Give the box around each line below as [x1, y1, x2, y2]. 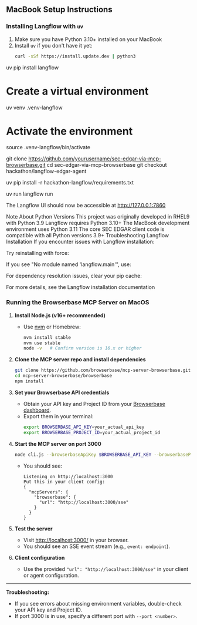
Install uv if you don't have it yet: [14, 42, 93, 49]
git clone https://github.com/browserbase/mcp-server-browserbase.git [14, 367, 191, 374]
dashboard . [23, 406, 52, 414]
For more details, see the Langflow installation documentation [6, 284, 155, 291]
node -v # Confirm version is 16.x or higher [23, 345, 142, 351]
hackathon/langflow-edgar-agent [6, 167, 87, 175]
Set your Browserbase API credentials [14, 389, 110, 396]
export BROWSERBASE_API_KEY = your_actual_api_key [23, 424, 145, 430]
